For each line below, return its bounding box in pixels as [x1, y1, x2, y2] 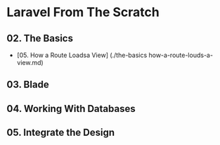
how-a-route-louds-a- [148, 51, 214, 59]
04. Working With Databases [6, 103, 136, 115]
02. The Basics [6, 32, 73, 44]
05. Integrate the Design [6, 127, 115, 139]
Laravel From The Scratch [6, 4, 160, 20]
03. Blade [6, 79, 50, 91]
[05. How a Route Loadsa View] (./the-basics [16, 51, 148, 59]
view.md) [16, 58, 44, 67]
